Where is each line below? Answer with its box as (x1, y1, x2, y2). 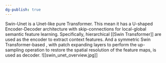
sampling (5, 47, 24, 53)
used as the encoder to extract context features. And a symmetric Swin (5, 36, 151, 42)
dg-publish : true (5, 7, 41, 12)
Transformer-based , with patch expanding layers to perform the (5, 41, 137, 47)
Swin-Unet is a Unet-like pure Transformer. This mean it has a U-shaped (5, 21, 153, 27)
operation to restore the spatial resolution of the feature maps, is (24, 47, 157, 53)
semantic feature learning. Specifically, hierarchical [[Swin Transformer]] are (5, 31, 162, 37)
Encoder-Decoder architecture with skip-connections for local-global (5, 26, 147, 32)
